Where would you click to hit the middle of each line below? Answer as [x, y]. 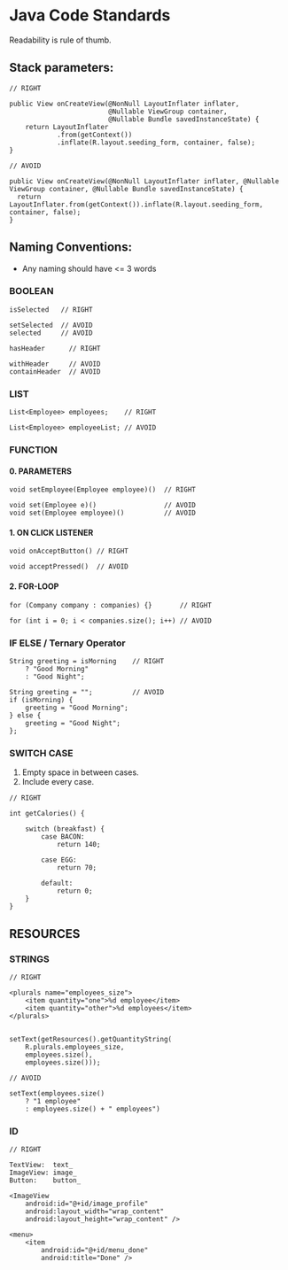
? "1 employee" [53, 1101]
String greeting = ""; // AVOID [87, 692]
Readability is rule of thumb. [61, 40]
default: [57, 883]
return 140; [78, 845]
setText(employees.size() [57, 1093]
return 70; [77, 868]
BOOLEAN [31, 291]
